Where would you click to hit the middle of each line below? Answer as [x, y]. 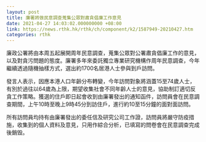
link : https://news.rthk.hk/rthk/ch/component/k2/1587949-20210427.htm [100, 29]
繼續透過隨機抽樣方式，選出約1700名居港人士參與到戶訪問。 [82, 69]
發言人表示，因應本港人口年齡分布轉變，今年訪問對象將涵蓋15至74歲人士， [101, 81]
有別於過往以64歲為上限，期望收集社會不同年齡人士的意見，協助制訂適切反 [101, 89]
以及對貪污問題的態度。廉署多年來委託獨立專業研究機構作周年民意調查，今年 [103, 61]
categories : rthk [29, 35]
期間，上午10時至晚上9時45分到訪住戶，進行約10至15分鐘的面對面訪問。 [103, 104]
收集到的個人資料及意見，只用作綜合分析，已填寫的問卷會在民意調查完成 [108, 125]
